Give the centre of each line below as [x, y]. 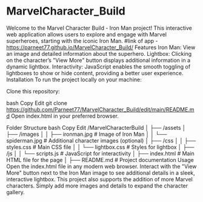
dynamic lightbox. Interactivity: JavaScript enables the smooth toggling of [98, 66]
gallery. [16, 192]
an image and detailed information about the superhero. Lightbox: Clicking [99, 53]
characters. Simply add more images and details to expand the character [97, 186]
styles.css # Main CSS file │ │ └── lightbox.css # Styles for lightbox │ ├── [101, 147]
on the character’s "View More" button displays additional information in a [98, 60]
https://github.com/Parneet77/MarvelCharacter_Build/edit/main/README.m [100, 109]
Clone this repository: [33, 91]
